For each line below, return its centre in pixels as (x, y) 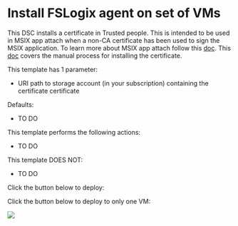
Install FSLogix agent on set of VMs (114, 13)
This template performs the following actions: (74, 132)
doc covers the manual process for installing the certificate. (95, 56)
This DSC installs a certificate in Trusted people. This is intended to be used (119, 33)
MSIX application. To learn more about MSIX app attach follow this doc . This (119, 48)
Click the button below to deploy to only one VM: (79, 201)
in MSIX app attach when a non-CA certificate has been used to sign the (114, 40)
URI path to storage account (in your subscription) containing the (113, 83)
